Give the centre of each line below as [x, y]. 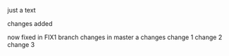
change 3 [21, 44]
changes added [30, 23]
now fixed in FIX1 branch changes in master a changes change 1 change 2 [115, 37]
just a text [22, 10]
